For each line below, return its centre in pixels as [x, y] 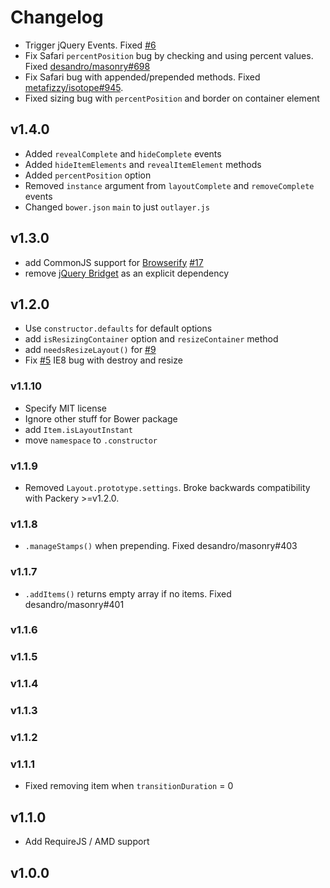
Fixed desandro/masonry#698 [87, 66]
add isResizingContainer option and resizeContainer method [151, 339]
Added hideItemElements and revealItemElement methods [143, 164]
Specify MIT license [66, 408]
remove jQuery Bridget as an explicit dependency [127, 273]
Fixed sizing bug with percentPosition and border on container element [172, 98]
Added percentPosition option [88, 175]
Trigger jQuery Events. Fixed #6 [90, 45]
